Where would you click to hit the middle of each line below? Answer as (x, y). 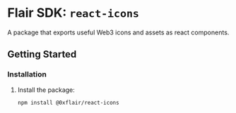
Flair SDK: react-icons (73, 13)
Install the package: (46, 90)
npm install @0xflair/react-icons (68, 102)
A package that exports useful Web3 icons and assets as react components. (118, 32)
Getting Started (42, 54)
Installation (27, 74)
